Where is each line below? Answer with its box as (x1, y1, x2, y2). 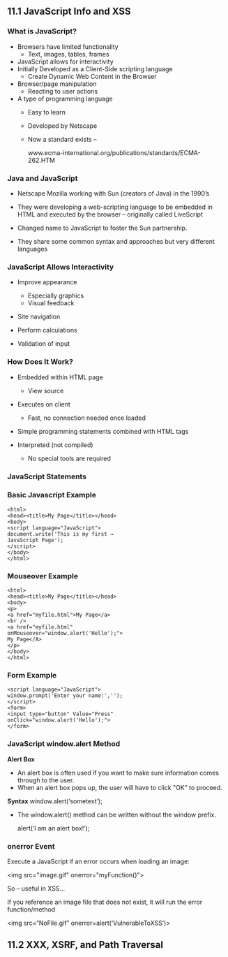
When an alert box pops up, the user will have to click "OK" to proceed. (17, 783, 222, 791)
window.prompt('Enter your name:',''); (7, 692, 123, 699)
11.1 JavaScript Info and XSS (7, 6, 131, 17)
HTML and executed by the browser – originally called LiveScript (17, 210, 204, 219)
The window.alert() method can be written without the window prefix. (17, 810, 216, 819)
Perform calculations (17, 326, 78, 335)
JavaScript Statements (7, 472, 87, 481)
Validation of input (17, 339, 70, 348)
